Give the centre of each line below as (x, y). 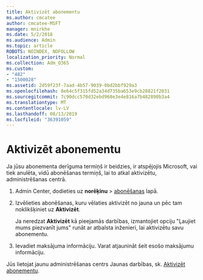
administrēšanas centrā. (36, 180)
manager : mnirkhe (28, 29)
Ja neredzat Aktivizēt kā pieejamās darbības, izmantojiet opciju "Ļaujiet (105, 221)
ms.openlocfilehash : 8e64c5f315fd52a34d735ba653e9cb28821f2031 (88, 91)
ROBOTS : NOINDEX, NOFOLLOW (40, 52)
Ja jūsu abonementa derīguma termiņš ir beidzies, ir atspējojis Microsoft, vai (102, 166)
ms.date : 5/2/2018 (29, 35)
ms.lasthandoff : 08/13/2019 (42, 114)
